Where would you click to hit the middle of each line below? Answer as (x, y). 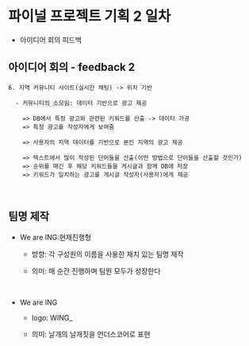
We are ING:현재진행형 (56, 237)
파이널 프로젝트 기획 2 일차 (90, 16)
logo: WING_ (52, 317)
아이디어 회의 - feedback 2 (72, 67)
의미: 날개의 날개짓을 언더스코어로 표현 (91, 334)
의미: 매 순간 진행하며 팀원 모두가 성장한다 (96, 270)
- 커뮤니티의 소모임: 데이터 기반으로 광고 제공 (81, 103)
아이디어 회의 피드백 (50, 40)
